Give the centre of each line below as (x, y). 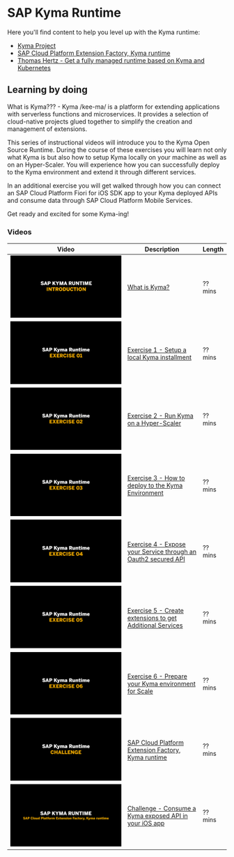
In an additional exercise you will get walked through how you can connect (114, 185)
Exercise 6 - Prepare (157, 676)
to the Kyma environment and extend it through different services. (102, 172)
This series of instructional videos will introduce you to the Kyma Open (109, 142)
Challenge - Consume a (162, 809)
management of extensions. (47, 129)
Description (162, 249)
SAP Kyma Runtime (64, 13)
